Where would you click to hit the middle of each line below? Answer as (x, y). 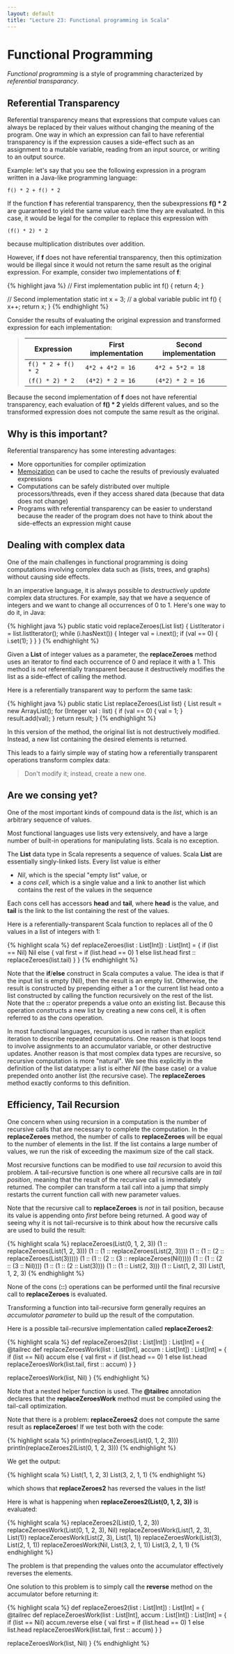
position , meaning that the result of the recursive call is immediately (104, 1179)
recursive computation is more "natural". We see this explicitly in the (105, 1061)
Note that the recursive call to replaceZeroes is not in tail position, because (116, 1208)
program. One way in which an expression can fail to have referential (106, 135)
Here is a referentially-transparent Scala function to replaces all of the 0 (110, 924)
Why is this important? (57, 434)
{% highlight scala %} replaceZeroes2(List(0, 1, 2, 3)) (84, 1522)
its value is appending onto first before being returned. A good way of (107, 1215)
